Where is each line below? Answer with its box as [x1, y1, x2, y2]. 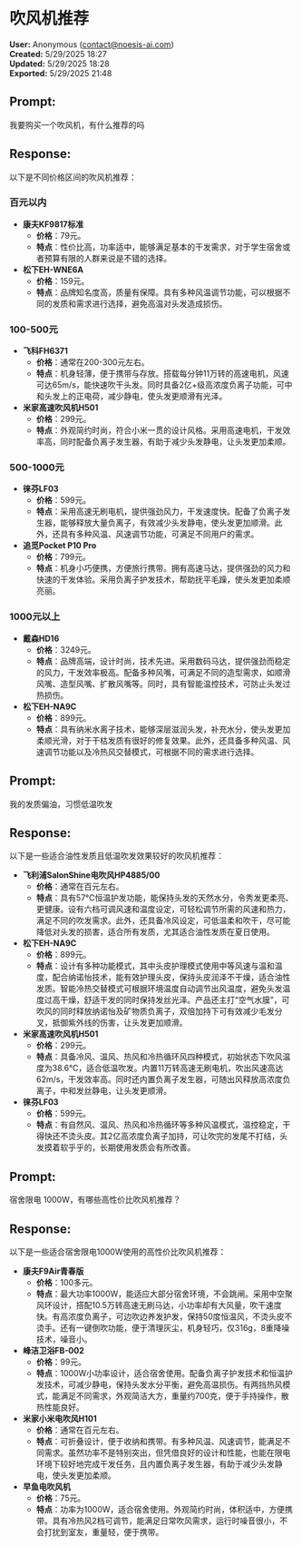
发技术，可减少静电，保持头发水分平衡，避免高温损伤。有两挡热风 [35, 1379, 283, 1390]
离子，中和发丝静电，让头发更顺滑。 [35, 1086, 172, 1097]
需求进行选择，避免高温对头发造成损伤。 [75, 298, 228, 309]
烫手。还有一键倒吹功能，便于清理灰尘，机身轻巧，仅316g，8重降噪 [35, 1323, 290, 1333]
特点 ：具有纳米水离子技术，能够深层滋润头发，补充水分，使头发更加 [35, 724, 291, 734]
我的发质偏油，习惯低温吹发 [9, 798, 113, 809]
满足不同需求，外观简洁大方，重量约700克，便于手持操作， [60, 1391, 281, 1401]
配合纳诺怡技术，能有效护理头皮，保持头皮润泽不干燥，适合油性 [52, 972, 291, 983]
